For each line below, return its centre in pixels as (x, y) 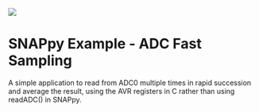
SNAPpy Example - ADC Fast (105, 44)
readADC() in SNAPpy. (45, 99)
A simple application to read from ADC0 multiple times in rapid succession (130, 83)
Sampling (41, 61)
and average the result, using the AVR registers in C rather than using (122, 91)
